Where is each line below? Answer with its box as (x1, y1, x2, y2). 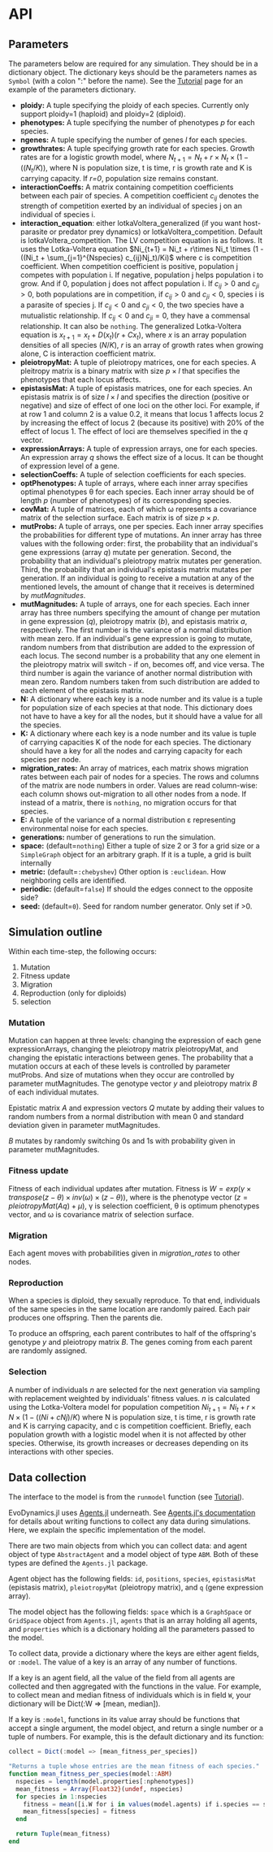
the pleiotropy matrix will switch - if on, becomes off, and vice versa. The (19, 660, 265, 670)
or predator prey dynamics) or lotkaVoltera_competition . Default (49, 227, 263, 236)
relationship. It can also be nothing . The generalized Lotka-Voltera (19, 321, 242, 331)
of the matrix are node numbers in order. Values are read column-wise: (19, 781, 258, 791)
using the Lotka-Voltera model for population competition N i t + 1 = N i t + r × (8, 1402, 257, 1414)
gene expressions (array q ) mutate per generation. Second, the (19, 548, 232, 557)
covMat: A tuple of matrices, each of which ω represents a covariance (19, 505, 258, 514)
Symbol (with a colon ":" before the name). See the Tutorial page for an (8, 76, 244, 85)
